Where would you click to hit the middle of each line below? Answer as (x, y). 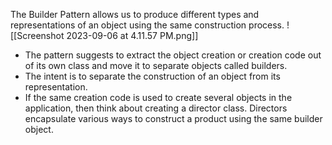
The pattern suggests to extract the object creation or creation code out (173, 55)
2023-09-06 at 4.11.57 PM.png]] (132, 35)
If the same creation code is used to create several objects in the (158, 97)
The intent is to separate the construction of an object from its (152, 76)
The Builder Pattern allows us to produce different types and (135, 14)
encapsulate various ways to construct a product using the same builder (173, 118)
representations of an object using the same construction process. (147, 25)
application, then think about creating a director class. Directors (156, 108)
